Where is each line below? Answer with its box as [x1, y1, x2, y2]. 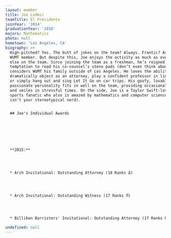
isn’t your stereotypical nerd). [10, 97, 81, 102]
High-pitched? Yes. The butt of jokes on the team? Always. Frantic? [10, 50, 160, 55]
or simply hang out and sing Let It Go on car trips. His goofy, [10, 78, 152, 83]
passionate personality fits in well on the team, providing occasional [10, 83, 167, 88]
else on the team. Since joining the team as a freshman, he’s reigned [10, 59, 165, 65]
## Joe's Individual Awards [10, 111, 70, 116]
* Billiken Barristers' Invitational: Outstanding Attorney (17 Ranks [10, 216, 163, 221]
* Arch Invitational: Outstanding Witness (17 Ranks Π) [10, 193, 131, 198]
